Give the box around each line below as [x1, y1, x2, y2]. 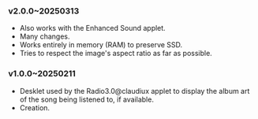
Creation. [19, 102, 50, 112]
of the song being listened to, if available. [19, 95, 154, 104]
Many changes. [19, 32, 70, 41]
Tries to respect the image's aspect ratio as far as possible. [19, 49, 213, 58]
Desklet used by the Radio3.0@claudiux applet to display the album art [19, 86, 250, 95]
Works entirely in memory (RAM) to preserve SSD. [19, 40, 183, 50]
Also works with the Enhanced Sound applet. [19, 24, 166, 33]
